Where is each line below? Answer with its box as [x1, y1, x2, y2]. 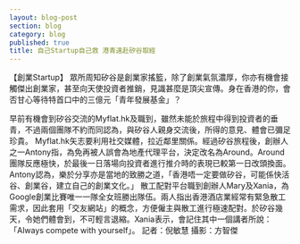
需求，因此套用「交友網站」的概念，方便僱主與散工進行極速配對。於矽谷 [9, 203, 275, 214]
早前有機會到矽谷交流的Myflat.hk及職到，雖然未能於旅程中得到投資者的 [9, 114, 271, 124]
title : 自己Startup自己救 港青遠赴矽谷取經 [9, 46, 156, 55]
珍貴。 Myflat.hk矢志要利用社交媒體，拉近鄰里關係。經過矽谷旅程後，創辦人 [9, 136, 288, 147]
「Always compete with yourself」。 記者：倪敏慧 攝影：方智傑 [9, 225, 238, 236]
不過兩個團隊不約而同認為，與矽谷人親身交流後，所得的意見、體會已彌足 [24, 124, 291, 135]
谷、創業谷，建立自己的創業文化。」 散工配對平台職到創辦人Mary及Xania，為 [9, 181, 289, 191]
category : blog [9, 29, 66, 38]
